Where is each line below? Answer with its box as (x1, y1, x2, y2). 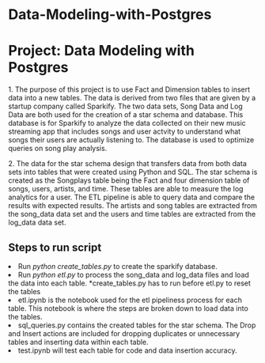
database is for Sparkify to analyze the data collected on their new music (8, 119, 247, 128)
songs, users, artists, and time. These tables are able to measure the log (8, 184, 244, 194)
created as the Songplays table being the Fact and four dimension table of (8, 176, 250, 185)
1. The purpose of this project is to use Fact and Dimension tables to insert (8, 85, 251, 94)
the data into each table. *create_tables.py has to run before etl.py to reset (8, 278, 252, 288)
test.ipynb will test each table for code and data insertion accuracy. (18, 346, 237, 355)
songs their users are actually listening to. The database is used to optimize (8, 135, 255, 145)
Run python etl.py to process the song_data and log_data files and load (18, 270, 249, 279)
